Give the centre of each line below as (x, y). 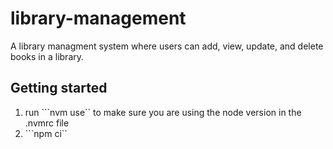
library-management (98, 18)
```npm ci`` (46, 133)
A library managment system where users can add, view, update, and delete (167, 46)
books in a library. (47, 56)
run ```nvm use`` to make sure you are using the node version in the (163, 112)
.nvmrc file (47, 123)
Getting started (59, 88)
